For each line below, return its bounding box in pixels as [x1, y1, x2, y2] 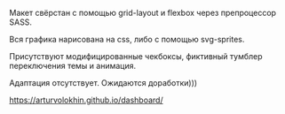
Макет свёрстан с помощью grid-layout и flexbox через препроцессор [9, 8, 277, 18]
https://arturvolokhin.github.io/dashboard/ [9, 95, 163, 105]
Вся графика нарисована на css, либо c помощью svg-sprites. [9, 34, 245, 44]
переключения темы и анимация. [9, 61, 137, 71]
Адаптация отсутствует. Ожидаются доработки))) [9, 78, 198, 87]
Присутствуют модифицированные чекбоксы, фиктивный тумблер [9, 51, 264, 61]
